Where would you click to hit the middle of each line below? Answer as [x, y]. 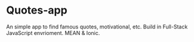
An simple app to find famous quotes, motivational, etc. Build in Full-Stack [97, 27]
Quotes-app [37, 10]
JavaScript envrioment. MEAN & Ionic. [53, 33]
